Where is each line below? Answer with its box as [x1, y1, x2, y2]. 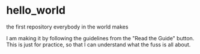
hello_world [6, 4, 66, 17]
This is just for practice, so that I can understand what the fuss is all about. [6, 41, 191, 48]
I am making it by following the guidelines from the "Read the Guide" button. [6, 34, 195, 42]
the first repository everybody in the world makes [6, 23, 129, 30]
